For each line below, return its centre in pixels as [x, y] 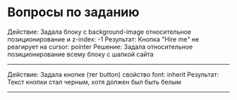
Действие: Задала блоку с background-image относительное [99, 32]
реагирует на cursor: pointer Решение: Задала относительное [100, 46]
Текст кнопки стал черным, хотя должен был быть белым [95, 82]
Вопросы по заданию [73, 12]
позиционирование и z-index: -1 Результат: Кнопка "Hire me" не [103, 39]
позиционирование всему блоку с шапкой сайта [80, 54]
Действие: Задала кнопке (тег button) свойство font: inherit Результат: [113, 74]
